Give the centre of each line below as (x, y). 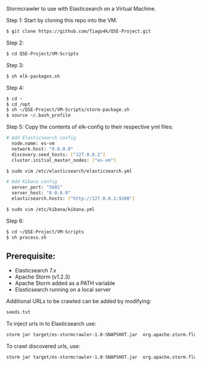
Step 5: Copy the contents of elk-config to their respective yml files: (90, 127)
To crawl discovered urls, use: (43, 346)
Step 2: (15, 43)
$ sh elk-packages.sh (33, 76)
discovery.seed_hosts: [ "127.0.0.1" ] (59, 154)
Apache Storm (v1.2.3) (42, 277)
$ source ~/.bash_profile (38, 115)
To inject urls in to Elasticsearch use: (51, 324)
